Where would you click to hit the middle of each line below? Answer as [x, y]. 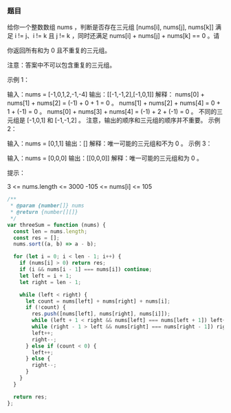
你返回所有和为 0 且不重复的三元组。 [59, 50]
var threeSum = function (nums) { [57, 225]
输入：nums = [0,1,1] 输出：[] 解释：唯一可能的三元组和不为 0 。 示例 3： [110, 143]
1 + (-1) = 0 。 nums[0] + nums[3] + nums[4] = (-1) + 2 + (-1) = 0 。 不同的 [112, 112]
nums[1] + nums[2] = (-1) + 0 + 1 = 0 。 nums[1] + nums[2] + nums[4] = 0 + [114, 103]
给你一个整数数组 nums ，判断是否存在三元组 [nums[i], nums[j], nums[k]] [111, 27]
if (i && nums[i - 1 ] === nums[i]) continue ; [86, 270]
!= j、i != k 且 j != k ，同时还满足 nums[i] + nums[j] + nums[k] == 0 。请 [119, 36]
